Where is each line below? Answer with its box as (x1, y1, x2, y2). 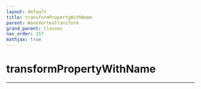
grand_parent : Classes (6, 25, 63, 32)
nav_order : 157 (6, 31, 44, 37)
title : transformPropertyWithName (6, 14, 93, 20)
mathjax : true (6, 36, 42, 42)
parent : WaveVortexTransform (6, 20, 79, 26)
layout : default (6, 8, 47, 15)
